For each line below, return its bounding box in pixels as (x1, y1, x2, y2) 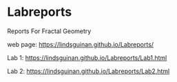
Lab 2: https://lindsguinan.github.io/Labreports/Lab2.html (7, 67, 170, 75)
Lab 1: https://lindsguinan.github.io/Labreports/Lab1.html (7, 53, 167, 62)
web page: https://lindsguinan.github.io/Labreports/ (7, 40, 154, 48)
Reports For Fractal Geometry (7, 27, 92, 35)
